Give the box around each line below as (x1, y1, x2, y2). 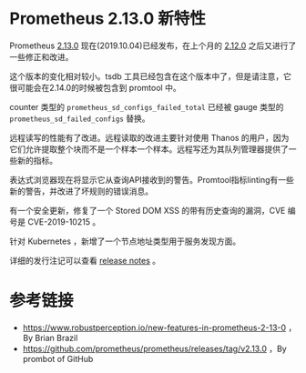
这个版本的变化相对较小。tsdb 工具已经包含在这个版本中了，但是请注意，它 (9, 70, 291, 82)
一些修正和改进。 (9, 51, 74, 62)
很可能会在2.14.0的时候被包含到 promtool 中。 (9, 82, 181, 93)
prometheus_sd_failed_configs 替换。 (9, 113, 150, 124)
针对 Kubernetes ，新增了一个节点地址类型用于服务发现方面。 (9, 236, 241, 247)
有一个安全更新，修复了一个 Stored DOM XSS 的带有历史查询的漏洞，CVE (9, 205, 286, 216)
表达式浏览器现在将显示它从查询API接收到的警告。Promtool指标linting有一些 (9, 174, 294, 185)
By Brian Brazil (22, 332, 78, 343)
